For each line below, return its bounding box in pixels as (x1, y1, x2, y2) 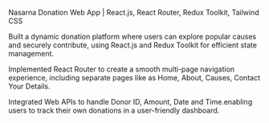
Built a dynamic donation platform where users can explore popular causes (8, 32, 257, 41)
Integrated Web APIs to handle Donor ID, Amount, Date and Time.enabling (8, 97, 253, 106)
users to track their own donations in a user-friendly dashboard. (8, 105, 220, 115)
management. (8, 49, 55, 58)
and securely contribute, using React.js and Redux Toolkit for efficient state (8, 40, 257, 50)
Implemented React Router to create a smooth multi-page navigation (8, 64, 235, 74)
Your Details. (8, 81, 51, 91)
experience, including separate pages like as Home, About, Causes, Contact (8, 73, 261, 82)
